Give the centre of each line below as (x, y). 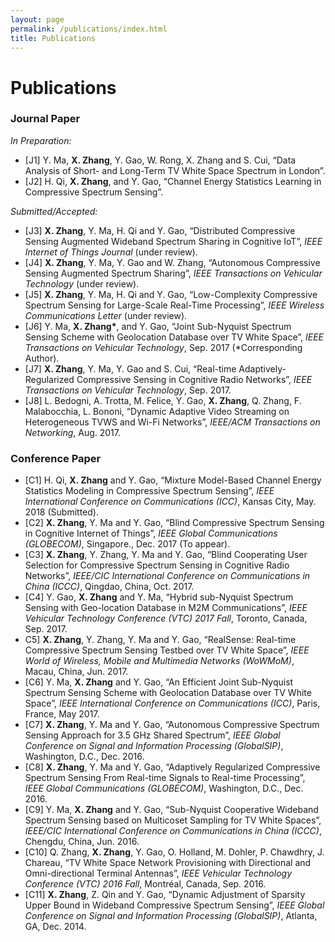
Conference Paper (56, 458)
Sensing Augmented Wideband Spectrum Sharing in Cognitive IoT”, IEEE (173, 241)
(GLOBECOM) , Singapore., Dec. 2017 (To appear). (127, 544)
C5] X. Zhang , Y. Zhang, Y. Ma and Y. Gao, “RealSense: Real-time (160, 640)
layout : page (37, 19)
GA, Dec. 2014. (55, 927)
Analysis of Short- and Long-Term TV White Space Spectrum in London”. (175, 170)
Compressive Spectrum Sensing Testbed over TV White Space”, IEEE (167, 650)
